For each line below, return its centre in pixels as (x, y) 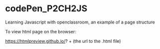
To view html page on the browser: (41, 31)
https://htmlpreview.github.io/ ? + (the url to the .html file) (63, 41)
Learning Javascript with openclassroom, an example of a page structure (80, 22)
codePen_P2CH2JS (46, 9)
